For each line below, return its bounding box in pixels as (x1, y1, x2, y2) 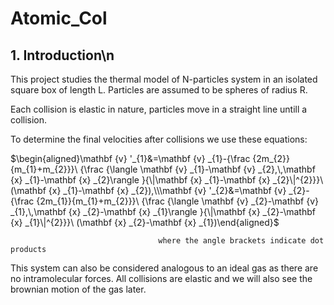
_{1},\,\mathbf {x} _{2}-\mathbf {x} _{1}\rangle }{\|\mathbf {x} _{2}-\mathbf (10, 206, 316, 217)
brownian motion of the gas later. (10, 283, 147, 295)
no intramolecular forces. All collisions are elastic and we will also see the (10, 273, 313, 284)
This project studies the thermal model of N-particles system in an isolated (10, 73, 318, 85)
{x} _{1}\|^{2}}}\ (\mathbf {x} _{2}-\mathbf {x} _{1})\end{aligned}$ (10, 217, 280, 228)
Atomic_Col (10, 7, 108, 30)
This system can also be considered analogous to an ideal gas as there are (10, 262, 319, 274)
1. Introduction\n (10, 47, 115, 64)
